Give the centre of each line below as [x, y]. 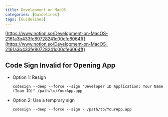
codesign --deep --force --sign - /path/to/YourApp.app [72, 109]
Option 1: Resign [29, 77]
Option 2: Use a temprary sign [44, 100]
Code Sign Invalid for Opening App [60, 65]
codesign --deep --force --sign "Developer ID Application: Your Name [88, 87]
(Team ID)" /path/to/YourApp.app [47, 91]
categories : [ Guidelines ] [32, 15]
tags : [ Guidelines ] [26, 19]
